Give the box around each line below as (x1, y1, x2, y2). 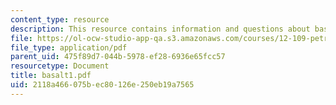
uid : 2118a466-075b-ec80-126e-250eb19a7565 (10, 80, 195, 90)
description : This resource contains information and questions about (10, 24, 311, 34)
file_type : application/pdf (10, 42, 128, 53)
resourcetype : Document (10, 61, 110, 71)
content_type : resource (10, 14, 110, 25)
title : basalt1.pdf (10, 71, 92, 81)
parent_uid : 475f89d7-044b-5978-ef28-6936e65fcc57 (10, 52, 226, 62)
